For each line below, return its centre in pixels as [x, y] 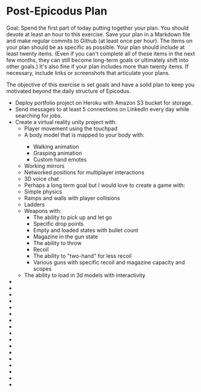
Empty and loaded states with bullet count [86, 230]
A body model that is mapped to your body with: [84, 135]
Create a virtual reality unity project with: [66, 122]
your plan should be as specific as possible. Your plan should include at [96, 47]
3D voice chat [41, 178]
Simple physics [43, 191]
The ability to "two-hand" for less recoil [82, 256]
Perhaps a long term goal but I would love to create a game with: [105, 185]
